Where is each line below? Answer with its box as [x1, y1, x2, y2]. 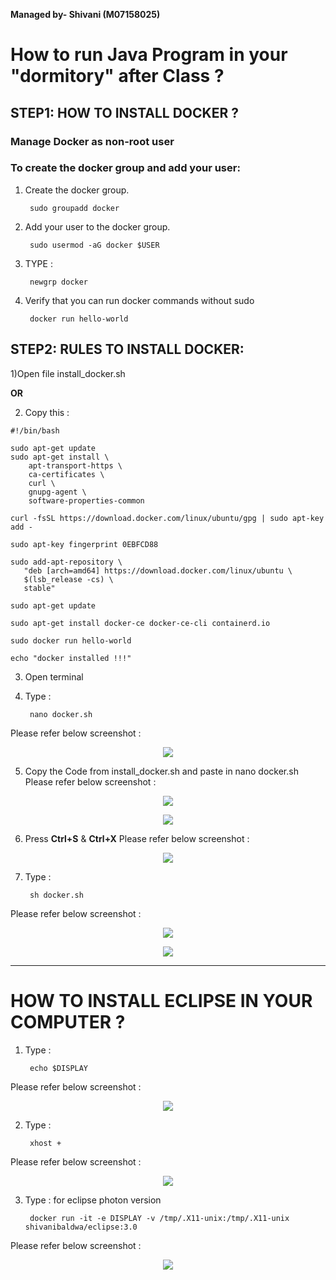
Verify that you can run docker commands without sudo [24, 294, 255, 306]
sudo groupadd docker [29, 203, 120, 213]
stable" [23, 583, 56, 593]
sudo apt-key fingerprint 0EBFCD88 [10, 539, 159, 549]
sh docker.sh [29, 890, 84, 900]
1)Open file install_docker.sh [10, 367, 126, 379]
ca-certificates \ [28, 469, 105, 479]
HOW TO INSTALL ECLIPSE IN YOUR [10, 989, 313, 1012]
